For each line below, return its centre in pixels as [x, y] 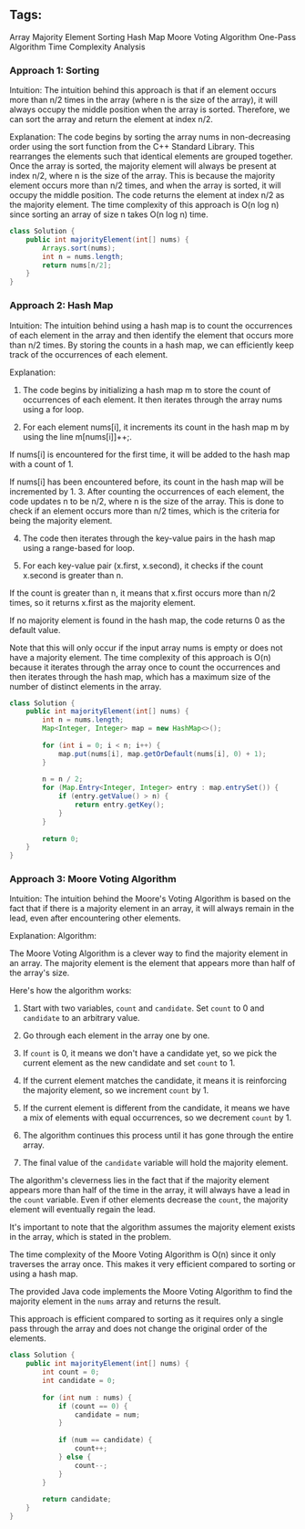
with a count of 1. [42, 463]
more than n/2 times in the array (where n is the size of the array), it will [143, 100]
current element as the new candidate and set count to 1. [129, 1063]
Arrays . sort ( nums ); [79, 248]
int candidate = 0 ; [79, 1381]
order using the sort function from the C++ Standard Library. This [132, 147]
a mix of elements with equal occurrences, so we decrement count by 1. [157, 1118]
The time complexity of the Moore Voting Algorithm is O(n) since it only [142, 1254]
